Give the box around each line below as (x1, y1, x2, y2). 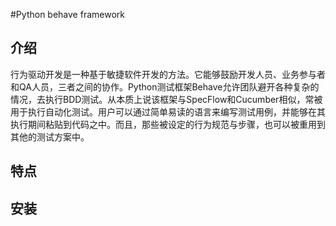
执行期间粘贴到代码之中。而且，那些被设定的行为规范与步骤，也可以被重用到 (10, 118, 326, 130)
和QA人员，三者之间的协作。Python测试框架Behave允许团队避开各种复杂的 (10, 80, 320, 93)
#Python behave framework (10, 9, 125, 20)
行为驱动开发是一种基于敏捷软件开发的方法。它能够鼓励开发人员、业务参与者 (10, 68, 326, 80)
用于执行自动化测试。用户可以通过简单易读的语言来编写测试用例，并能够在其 (10, 105, 326, 118)
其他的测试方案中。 (10, 130, 90, 143)
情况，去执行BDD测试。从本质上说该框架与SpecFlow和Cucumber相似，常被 (10, 93, 323, 105)
